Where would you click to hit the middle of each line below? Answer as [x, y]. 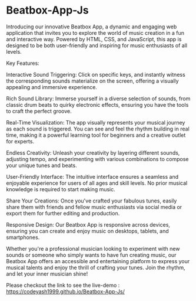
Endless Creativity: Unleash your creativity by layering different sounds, [93, 153]
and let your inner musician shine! [47, 274]
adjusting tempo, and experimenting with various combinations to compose [97, 159]
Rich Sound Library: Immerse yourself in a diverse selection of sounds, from [98, 99]
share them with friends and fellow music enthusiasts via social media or [94, 207]
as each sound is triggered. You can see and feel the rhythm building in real [98, 129]
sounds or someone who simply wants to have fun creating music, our [91, 255]
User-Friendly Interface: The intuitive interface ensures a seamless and [92, 176]
